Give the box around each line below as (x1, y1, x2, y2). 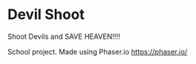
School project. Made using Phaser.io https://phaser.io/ (7, 47, 188, 56)
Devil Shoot (7, 6, 85, 24)
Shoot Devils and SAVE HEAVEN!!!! (7, 32, 121, 41)
